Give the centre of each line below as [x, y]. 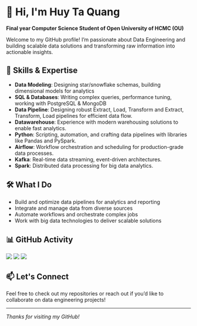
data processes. [34, 153]
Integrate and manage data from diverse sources [74, 208]
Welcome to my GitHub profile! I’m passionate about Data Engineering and [96, 39]
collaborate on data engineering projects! [56, 300]
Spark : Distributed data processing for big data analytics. [84, 165]
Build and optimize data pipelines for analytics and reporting [87, 202]
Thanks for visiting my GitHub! [43, 317]
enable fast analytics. [40, 128]
